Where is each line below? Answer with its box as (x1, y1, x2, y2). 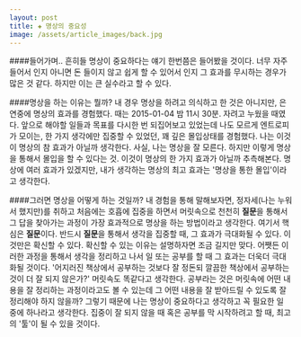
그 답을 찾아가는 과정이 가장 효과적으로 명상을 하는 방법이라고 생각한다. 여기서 (9, 217, 280, 228)
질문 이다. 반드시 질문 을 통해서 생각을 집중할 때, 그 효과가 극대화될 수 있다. (25, 228, 282, 239)
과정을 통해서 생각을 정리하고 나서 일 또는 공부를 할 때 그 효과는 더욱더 (25, 251, 270, 262)
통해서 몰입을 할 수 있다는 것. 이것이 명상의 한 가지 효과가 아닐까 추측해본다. (18, 154, 282, 164)
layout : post (9, 13, 58, 22)
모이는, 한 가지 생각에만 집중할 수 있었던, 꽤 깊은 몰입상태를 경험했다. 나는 (18, 131, 275, 142)
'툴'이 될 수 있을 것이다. (18, 318, 101, 329)
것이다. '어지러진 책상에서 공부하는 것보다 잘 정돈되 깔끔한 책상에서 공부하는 (25, 262, 290, 273)
